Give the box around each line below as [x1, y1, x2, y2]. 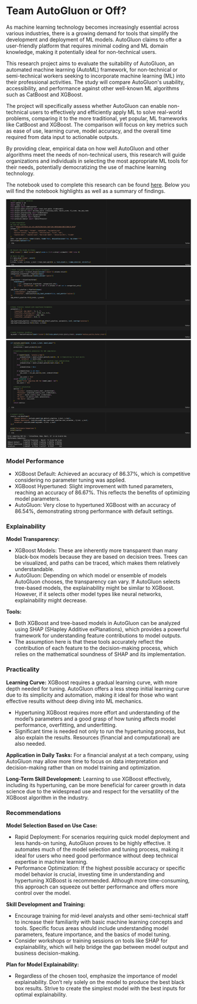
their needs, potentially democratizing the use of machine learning [6, 163, 167, 171]
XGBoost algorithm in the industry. [6, 794, 89, 801]
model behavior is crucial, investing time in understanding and [14, 870, 165, 878]
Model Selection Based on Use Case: [6, 822, 98, 829]
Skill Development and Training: [6, 901, 86, 908]
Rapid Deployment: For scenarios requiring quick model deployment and [14, 833, 190, 840]
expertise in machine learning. [14, 858, 88, 865]
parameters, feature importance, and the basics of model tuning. [14, 931, 171, 938]
